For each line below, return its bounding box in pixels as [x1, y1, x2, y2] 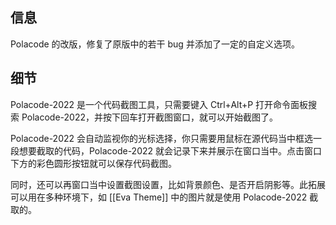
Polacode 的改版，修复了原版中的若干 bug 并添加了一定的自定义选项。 [10, 38, 300, 50]
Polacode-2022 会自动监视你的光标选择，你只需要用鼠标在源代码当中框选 [10, 132, 313, 144]
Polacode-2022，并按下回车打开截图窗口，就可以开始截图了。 [21, 111, 278, 123]
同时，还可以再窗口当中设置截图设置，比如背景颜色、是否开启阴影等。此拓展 [10, 178, 326, 190]
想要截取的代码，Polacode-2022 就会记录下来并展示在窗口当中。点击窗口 [18, 144, 322, 157]
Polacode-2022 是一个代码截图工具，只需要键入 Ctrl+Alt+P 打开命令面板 [10, 98, 309, 110]
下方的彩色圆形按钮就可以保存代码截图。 [10, 157, 177, 169]
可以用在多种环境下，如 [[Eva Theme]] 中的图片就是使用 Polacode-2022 [10, 191, 308, 203]
